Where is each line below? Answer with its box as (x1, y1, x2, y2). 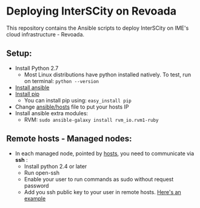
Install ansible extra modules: (15, 109, 88, 116)
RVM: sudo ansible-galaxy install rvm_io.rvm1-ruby (24, 116, 159, 123)
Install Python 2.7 (15, 64, 59, 72)
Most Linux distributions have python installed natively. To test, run (24, 71, 192, 78)
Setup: (6, 49, 32, 59)
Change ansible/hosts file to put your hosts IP (15, 103, 129, 110)
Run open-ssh (24, 169, 59, 176)
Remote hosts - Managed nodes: (6, 133, 132, 144)
